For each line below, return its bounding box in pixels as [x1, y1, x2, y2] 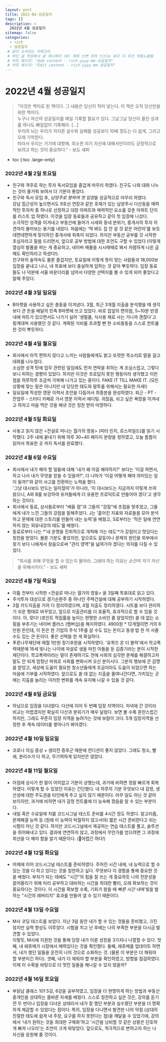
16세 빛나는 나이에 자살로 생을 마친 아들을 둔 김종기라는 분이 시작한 [29, 645, 159, 652]
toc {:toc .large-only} [12, 157, 55, 163]
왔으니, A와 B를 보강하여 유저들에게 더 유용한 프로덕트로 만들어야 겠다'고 [12, 491, 152, 497]
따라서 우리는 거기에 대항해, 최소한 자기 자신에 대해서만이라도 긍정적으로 [17, 140, 157, 147]
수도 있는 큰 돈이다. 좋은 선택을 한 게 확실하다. [12, 633, 101, 639]
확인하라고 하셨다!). [21, 251, 59, 257]
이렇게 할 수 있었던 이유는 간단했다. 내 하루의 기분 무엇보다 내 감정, [27, 786, 155, 792]
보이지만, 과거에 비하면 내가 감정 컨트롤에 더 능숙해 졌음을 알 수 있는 [12, 798, 143, 804]
